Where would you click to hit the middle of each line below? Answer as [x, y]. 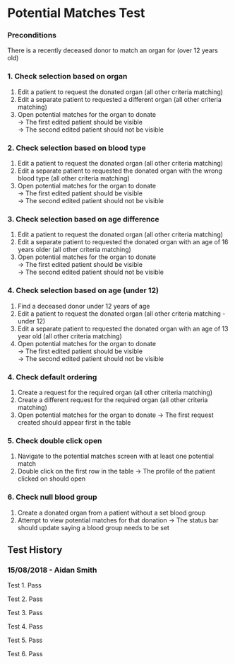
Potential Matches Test [76, 13]
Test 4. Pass [25, 626]
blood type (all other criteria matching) [73, 178]
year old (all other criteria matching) [70, 336]
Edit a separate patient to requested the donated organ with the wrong [120, 171]
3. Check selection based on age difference [83, 219]
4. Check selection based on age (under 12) [83, 290]
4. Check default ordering [52, 377]
